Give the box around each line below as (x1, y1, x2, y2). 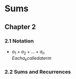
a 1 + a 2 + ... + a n (11, 48, 45, 56)
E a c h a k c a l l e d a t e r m (11, 55, 52, 62)
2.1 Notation (4, 38, 34, 44)
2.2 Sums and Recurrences (4, 69, 71, 76)
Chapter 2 (4, 23, 36, 31)
